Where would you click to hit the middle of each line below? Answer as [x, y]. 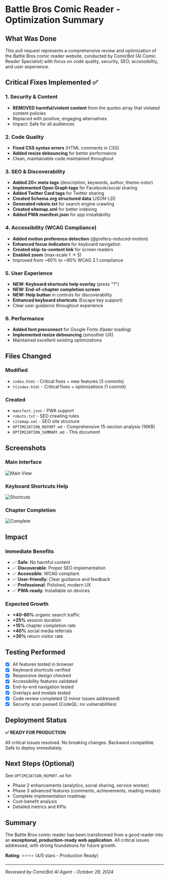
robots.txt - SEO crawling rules [46, 416]
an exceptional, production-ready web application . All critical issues [77, 840]
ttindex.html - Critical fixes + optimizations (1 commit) [69, 387]
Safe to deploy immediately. [34, 748]
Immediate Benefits [30, 551]
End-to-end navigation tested [43, 687]
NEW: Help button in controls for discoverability [62, 295]
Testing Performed [35, 652]
